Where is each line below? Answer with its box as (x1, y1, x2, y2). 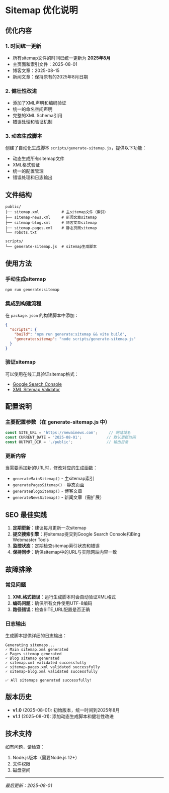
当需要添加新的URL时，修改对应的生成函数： (5, 465, 98, 471)
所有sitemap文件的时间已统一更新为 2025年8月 (12, 55, 111, 61)
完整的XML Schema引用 (12, 113, 63, 119)
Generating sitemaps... (5, 643, 55, 648)
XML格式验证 (12, 162, 40, 168)
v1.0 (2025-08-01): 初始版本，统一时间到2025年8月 (12, 707, 120, 713)
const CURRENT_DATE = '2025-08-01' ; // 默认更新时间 (5, 435, 136, 440)
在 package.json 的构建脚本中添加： (5, 312, 79, 318)
